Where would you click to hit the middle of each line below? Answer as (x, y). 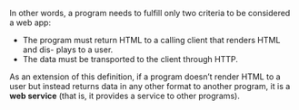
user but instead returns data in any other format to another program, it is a (150, 86)
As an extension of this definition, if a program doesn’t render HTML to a (145, 77)
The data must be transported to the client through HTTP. (130, 59)
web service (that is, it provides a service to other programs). (125, 96)
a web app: (30, 23)
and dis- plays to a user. (68, 50)
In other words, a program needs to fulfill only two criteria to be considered (150, 13)
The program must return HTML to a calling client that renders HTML (151, 40)
